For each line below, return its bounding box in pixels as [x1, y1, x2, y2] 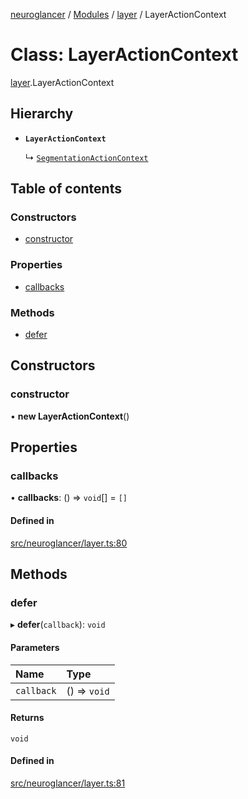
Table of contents [10, 180, 122, 198]
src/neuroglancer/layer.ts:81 [10, 777, 126, 789]
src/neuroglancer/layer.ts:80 [10, 537, 128, 549]
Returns [10, 712, 45, 724]
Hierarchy [10, 105, 74, 123]
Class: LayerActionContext [10, 44, 239, 66]
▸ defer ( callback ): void [10, 619, 106, 631]
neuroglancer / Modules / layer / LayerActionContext [10, 9, 227, 20]
